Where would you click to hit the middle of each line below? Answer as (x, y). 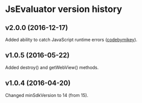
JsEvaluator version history (64, 9)
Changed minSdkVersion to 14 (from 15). (47, 95)
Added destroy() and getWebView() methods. (52, 67)
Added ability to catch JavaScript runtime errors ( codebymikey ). (71, 39)
